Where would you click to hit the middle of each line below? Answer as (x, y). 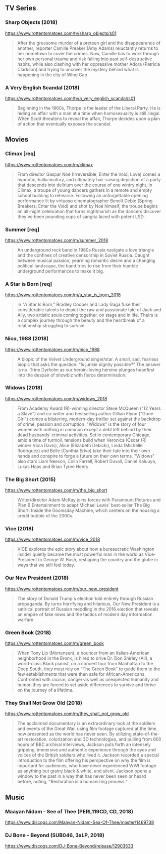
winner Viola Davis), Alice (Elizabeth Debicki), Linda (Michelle (80, 445)
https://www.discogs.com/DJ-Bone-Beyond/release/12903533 (69, 846)
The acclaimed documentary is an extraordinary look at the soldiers (86, 724)
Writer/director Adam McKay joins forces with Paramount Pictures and (89, 500)
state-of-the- (146, 734)
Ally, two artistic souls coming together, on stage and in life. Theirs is (87, 315)
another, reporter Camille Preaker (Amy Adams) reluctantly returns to (88, 48)
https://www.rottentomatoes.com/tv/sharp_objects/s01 (61, 33)
